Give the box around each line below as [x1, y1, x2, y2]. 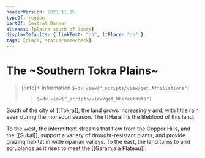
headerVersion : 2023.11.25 [6, 9, 75, 15]
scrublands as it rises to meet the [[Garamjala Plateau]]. [6, 145, 147, 152]
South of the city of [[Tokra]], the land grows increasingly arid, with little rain [6, 107, 199, 114]
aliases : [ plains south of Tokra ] [6, 26, 95, 32]
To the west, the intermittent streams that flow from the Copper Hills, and [6, 125, 191, 132]
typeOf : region [6, 15, 45, 21]
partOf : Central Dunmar [6, 20, 67, 26]
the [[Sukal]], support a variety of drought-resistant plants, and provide [6, 131, 186, 138]
